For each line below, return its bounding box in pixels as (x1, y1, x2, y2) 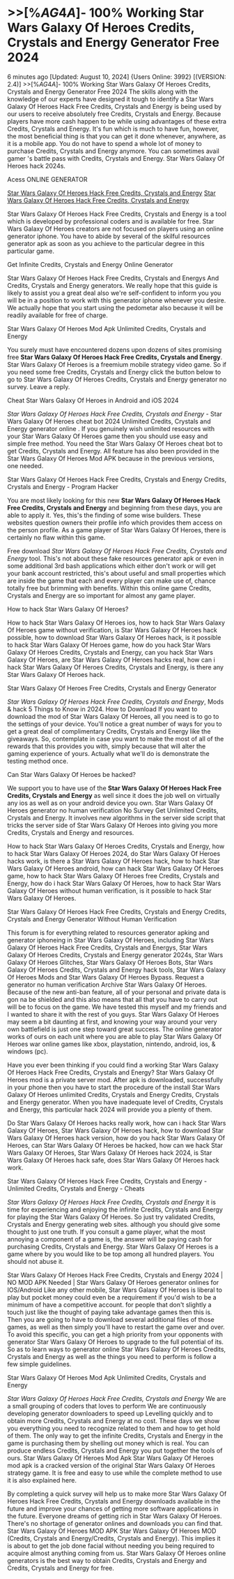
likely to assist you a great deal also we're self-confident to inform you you (7, 289, 221, 297)
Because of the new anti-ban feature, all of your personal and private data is (7, 987, 226, 996)
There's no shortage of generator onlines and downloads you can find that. (7, 1519, 223, 1527)
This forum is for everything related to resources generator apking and (7, 928, 210, 937)
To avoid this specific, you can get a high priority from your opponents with (7, 1330, 224, 1339)
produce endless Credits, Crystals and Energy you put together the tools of (7, 1446, 223, 1455)
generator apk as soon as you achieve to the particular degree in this (7, 239, 205, 247)
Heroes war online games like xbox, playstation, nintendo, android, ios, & (7, 1040, 216, 1048)
